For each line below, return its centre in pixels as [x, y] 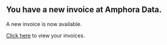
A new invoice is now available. [44, 24]
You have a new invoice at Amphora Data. [84, 10]
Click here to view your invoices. [46, 36]
